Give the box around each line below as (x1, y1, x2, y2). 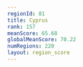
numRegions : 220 (7, 43, 54, 50)
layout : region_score (7, 50, 70, 57)
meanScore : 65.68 (7, 29, 58, 37)
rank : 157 (7, 23, 36, 30)
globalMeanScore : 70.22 (7, 36, 77, 43)
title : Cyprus (7, 17, 49, 24)
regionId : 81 (7, 10, 45, 17)
